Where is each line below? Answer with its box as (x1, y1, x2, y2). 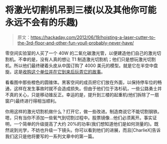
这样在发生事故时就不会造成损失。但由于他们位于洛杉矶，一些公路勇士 (13, 85, 158, 91)
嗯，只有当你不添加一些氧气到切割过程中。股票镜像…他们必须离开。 (5, 115, 144, 121)
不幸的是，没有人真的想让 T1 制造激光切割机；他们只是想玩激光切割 (18, 56, 156, 62)
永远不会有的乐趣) (5, 17, 79, 28)
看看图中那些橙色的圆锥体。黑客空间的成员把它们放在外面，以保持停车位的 (5, 79, 158, 85)
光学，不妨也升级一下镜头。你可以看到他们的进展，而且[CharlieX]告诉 (18, 127, 161, 133)
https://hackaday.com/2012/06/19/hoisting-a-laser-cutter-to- (30, 34, 156, 40)
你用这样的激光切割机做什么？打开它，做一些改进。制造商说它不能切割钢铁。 (5, 108, 162, 114)
